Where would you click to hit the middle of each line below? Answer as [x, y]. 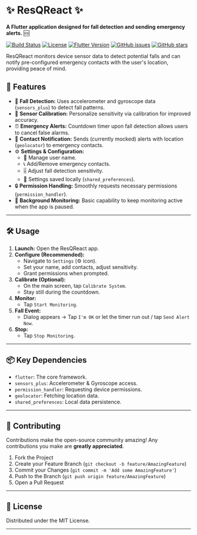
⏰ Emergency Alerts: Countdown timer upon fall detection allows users [101, 126]
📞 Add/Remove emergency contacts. [67, 163]
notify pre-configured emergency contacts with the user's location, [87, 62]
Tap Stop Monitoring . [49, 335]
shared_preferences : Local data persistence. [68, 402]
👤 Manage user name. [50, 157]
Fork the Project [34, 458]
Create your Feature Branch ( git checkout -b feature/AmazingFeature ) [101, 464]
